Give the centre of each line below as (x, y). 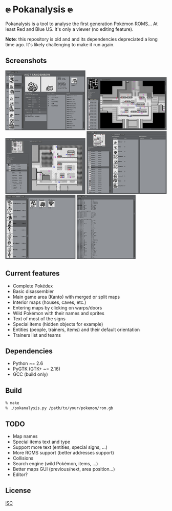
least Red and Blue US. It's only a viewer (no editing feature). (69, 29)
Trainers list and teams (37, 335)
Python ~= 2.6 (28, 363)
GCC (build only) (30, 374)
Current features (33, 273)
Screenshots (26, 61)
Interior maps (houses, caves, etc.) (49, 302)
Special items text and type (41, 442)
